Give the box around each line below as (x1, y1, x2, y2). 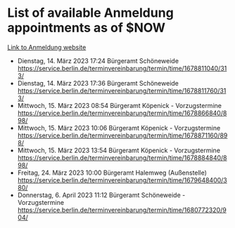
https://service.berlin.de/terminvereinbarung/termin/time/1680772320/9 (17, 206, 227, 214)
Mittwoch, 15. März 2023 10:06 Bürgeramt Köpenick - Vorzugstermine (17, 123, 221, 132)
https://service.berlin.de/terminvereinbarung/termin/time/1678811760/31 (17, 86, 227, 95)
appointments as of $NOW (7, 20, 166, 36)
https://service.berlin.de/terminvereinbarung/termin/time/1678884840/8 (17, 153, 227, 162)
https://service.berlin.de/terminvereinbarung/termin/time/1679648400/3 (17, 175, 227, 184)
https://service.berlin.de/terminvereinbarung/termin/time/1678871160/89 (17, 131, 228, 140)
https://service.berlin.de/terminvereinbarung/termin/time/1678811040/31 (17, 64, 227, 72)
